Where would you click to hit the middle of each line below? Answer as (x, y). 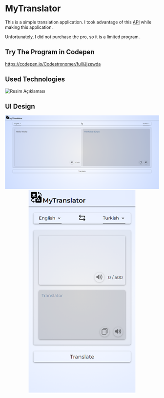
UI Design (20, 106)
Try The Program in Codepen (50, 52)
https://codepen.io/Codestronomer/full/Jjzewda (53, 64)
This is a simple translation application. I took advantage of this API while (78, 22)
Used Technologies (35, 79)
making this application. (29, 27)
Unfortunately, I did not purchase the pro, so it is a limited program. (72, 37)
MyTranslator (33, 9)
